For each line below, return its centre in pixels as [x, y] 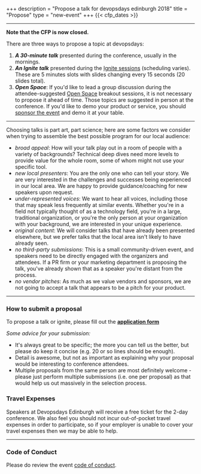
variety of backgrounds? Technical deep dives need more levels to [97, 154]
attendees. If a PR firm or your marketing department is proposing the [101, 262]
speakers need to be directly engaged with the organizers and [92, 256]
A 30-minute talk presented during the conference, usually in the [96, 55]
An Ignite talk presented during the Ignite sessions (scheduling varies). [103, 68]
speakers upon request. [44, 192]
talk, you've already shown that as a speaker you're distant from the [99, 268]
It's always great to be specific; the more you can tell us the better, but [102, 345]
